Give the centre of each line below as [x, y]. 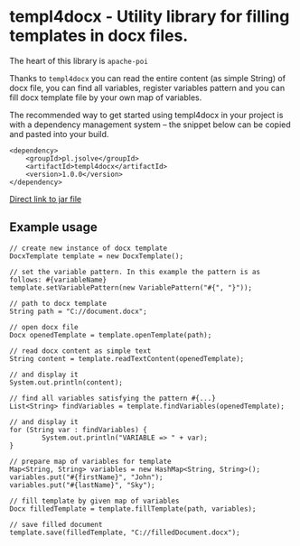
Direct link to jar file [46, 199]
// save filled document [56, 524]
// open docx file [44, 327]
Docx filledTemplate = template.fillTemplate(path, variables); [133, 509]
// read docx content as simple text [80, 351]
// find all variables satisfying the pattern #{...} [113, 398]
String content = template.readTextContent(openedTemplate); [127, 358]
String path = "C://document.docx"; [78, 311]
